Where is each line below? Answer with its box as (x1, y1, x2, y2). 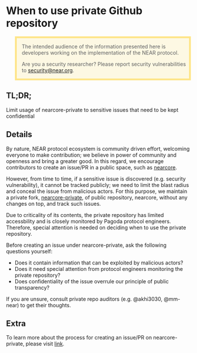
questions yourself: (6, 247, 53, 254)
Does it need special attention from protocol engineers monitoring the (14, 265, 184, 272)
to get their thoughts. (20, 301, 72, 308)
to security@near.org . (21, 66, 74, 74)
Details (6, 130, 32, 140)
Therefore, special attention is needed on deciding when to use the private (6, 224, 186, 231)
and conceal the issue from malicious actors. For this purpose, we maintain (6, 188, 188, 195)
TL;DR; (6, 91, 32, 101)
